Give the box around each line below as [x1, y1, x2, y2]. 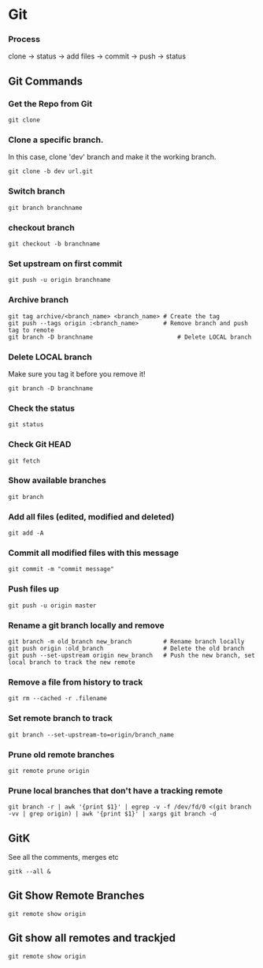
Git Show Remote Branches [8, 889, 145, 902]
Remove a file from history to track [8, 677, 143, 688]
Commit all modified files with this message [8, 547, 180, 558]
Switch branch [8, 186, 65, 197]
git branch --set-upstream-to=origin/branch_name [8, 730, 175, 739]
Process [8, 34, 41, 45]
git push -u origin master [8, 602, 97, 610]
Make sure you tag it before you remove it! [8, 369, 146, 378]
